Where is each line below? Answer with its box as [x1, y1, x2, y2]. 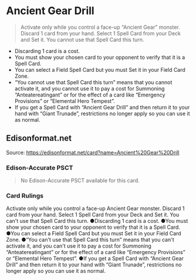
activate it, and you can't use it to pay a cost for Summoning [6, 242, 151, 249]
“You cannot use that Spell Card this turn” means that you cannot [14, 78, 173, 86]
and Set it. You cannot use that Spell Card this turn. [20, 36, 144, 43]
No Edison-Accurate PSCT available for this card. [20, 177, 140, 184]
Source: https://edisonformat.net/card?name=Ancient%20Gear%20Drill [6, 149, 180, 156]
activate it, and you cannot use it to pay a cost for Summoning [14, 85, 165, 92]
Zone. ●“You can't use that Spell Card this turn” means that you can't [6, 236, 174, 244]
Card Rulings [6, 191, 44, 199]
